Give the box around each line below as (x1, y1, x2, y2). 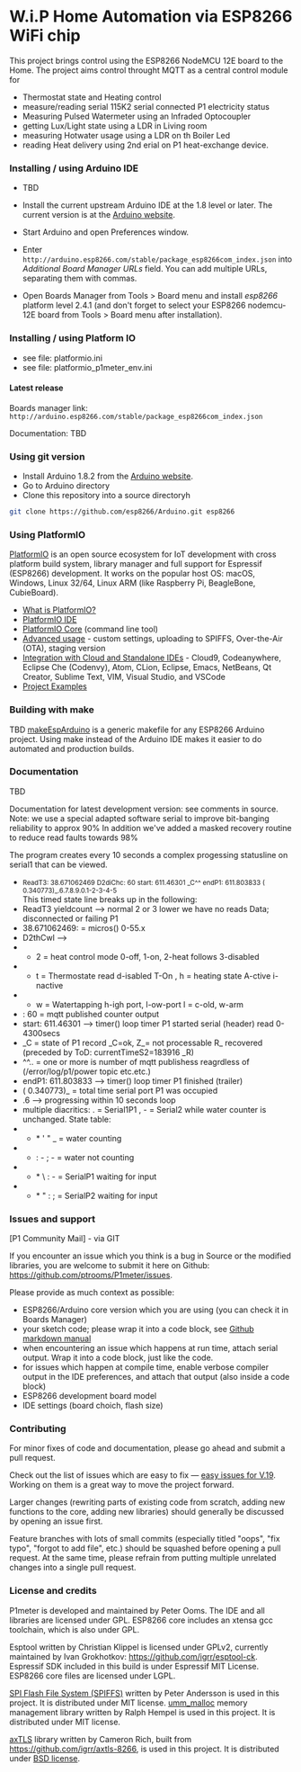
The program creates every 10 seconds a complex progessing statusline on (9, 849, 288, 860)
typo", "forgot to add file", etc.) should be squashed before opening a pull (9, 1543, 281, 1553)
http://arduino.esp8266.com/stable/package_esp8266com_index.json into (22, 254, 293, 264)
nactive (35, 980, 64, 990)
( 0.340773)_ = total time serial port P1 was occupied (22, 1085, 218, 1096)
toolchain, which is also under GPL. (9, 1624, 140, 1634)
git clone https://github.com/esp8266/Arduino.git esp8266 (9, 507, 235, 516)
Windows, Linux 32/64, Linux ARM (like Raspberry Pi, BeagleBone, (9, 577, 256, 588)
